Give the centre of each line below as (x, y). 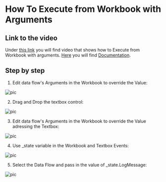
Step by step (25, 71)
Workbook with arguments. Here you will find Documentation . (68, 55)
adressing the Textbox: (36, 126)
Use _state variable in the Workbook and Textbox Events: (70, 145)
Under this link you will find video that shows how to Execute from (73, 50)
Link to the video (31, 38)
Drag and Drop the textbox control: (48, 102)
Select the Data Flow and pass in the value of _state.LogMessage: (80, 165)
